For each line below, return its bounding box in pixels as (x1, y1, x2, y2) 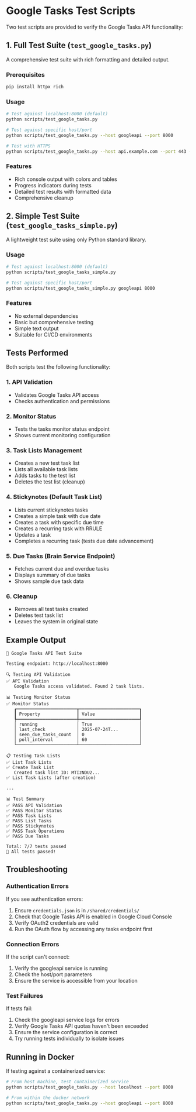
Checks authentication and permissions (14, 397, 110, 404)
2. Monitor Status (6, 412, 57, 420)
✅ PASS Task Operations (6, 828, 65, 835)
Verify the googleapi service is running (14, 965, 108, 972)
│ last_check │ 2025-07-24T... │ (13, 727, 142, 733)
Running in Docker (6, 1052, 75, 1062)
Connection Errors (6, 940, 60, 948)
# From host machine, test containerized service (6, 1079, 129, 1085)
